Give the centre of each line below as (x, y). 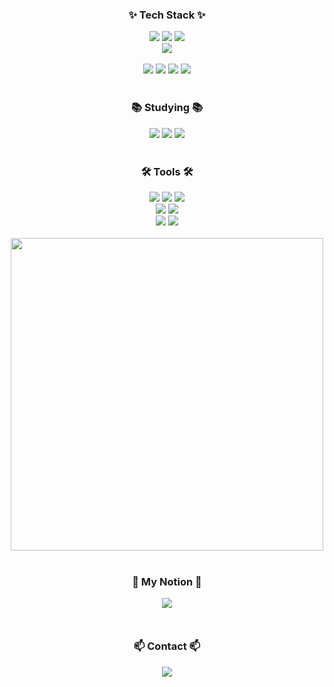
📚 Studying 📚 (167, 108)
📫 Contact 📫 (167, 646)
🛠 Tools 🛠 (167, 171)
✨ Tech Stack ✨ (167, 15)
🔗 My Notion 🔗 (167, 581)
